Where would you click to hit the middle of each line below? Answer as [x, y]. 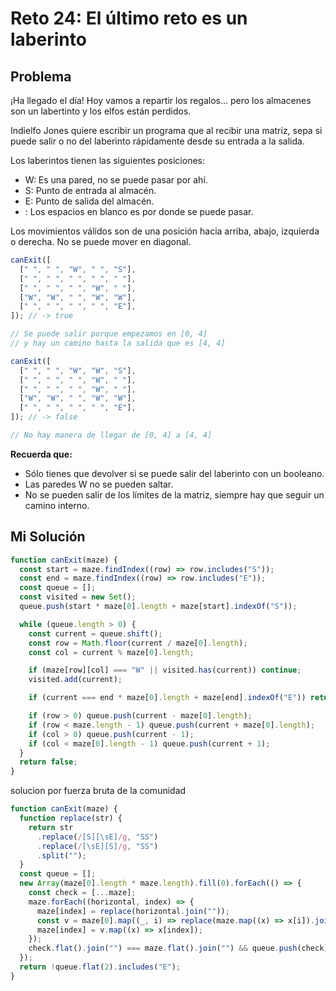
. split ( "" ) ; [61, 855]
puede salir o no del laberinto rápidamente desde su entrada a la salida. [157, 141]
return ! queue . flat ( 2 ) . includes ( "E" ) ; [100, 967]
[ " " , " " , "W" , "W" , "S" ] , [78, 370]
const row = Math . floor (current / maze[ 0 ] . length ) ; [138, 643]
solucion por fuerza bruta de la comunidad [98, 791]
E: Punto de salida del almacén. [89, 201]
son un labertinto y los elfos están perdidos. [101, 111]
